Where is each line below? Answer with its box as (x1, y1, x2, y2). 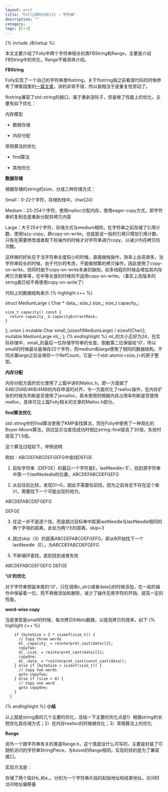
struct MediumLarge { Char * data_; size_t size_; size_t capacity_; (5, 300, 139, 306)
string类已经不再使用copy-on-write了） (5, 279, 87, 285)
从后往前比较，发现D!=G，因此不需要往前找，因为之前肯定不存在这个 (12, 482, 155, 488)
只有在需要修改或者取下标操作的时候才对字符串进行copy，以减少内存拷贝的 (5, 237, 160, 243)
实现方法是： (5, 764, 32, 770)
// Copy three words (18, 637, 62, 642)
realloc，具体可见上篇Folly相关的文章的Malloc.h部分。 (5, 399, 117, 405)
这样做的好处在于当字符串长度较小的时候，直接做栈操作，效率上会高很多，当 (5, 254, 163, 260)
